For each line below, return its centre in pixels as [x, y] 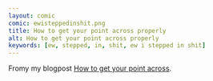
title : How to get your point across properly [87, 30]
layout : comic [32, 16]
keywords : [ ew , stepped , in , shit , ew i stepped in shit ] [107, 46]
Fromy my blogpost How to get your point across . [90, 68]
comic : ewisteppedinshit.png [57, 23]
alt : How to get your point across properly [84, 38]
